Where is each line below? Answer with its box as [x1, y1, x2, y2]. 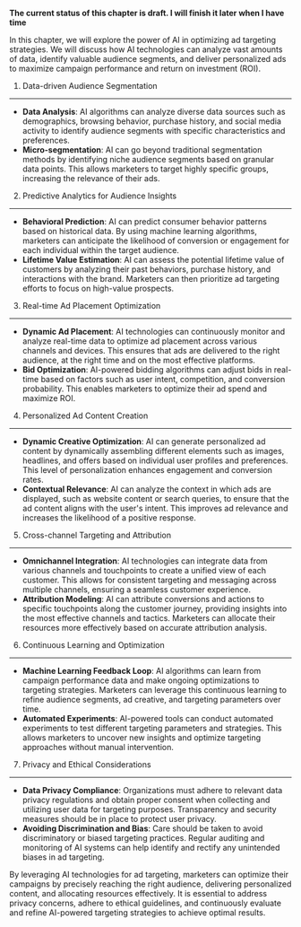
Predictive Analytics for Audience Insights [21, 190, 177, 201]
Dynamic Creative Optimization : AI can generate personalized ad [21, 436, 266, 447]
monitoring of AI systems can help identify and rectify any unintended [21, 843, 280, 853]
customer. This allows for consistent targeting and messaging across [21, 574, 277, 585]
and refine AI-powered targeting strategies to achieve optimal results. [9, 907, 266, 918]
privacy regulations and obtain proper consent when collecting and [21, 794, 271, 805]
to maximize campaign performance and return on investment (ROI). [9, 63, 262, 74]
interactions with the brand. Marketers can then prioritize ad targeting [21, 274, 280, 284]
